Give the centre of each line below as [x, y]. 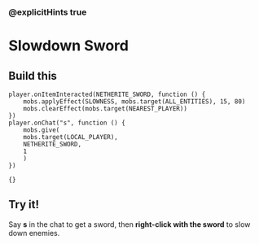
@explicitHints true [48, 12]
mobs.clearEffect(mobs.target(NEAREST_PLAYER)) [105, 108]
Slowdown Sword [68, 46]
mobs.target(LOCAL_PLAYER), [70, 137]
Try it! [24, 205]
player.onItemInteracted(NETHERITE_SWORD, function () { [107, 94]
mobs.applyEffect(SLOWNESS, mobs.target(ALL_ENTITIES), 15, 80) [134, 101]
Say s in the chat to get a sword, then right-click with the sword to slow [129, 224]
